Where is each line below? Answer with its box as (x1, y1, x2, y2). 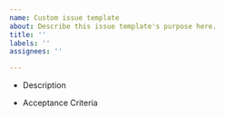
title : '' (9, 30, 47, 39)
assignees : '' (9, 47, 64, 56)
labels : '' (9, 38, 51, 48)
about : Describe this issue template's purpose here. (9, 22, 218, 31)
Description (22, 80, 66, 91)
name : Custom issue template (9, 13, 120, 23)
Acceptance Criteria (22, 97, 98, 109)
